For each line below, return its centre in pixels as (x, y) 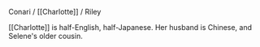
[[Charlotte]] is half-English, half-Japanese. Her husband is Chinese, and (130, 27)
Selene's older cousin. (45, 36)
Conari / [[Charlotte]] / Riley (55, 12)
